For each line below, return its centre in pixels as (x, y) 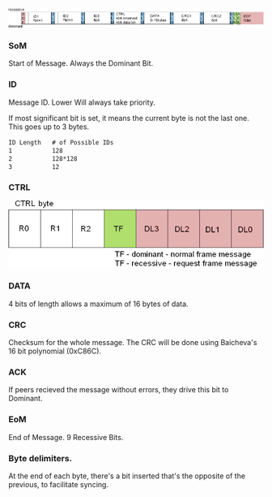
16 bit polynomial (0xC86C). (55, 351)
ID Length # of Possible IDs (61, 142)
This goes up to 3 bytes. (49, 127)
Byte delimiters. (40, 458)
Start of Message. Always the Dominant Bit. (81, 63)
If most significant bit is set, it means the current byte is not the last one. (129, 118)
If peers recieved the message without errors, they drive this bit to (119, 390)
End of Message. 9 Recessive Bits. (66, 437)
